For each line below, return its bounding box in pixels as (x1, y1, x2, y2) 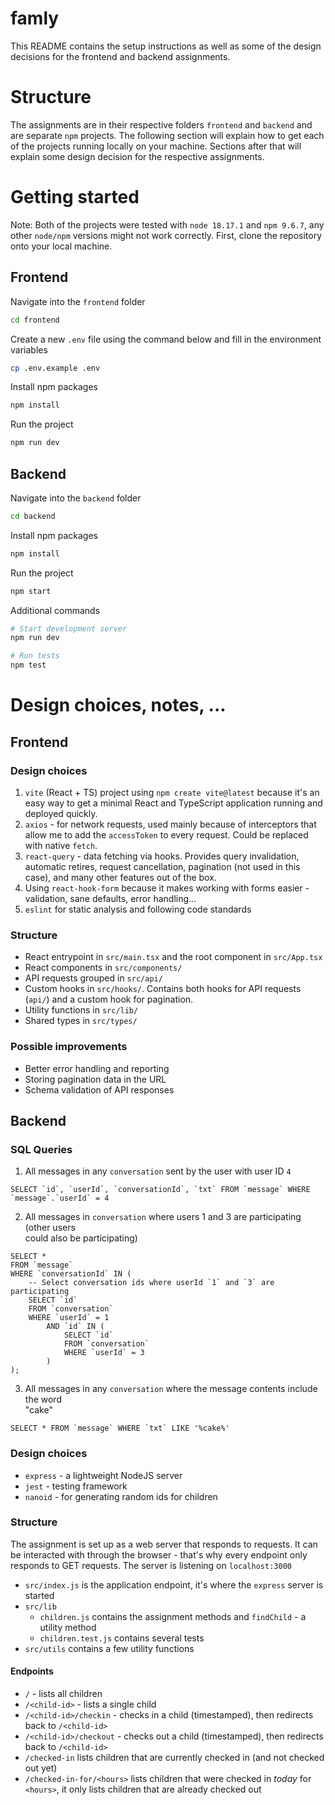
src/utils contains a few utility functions (24, 1642, 195, 1654)
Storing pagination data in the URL (24, 1073, 167, 1085)
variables (10, 343, 48, 356)
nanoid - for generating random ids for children (24, 1490, 218, 1502)
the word (24, 1393, 62, 1406)
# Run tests (10, 651, 60, 661)
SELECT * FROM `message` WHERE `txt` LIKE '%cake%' (10, 1423, 230, 1434)
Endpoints (10, 1665, 54, 1677)
